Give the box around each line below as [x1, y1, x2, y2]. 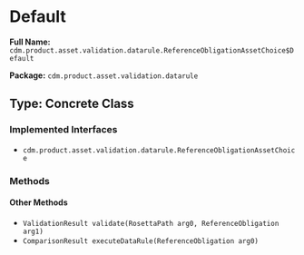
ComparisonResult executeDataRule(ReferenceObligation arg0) [22, 236, 260, 246]
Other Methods [9, 197, 68, 208]
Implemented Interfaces [9, 123, 118, 136]
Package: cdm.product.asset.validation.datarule [9, 70, 199, 81]
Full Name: [9, 36, 51, 47]
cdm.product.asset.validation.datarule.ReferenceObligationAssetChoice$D [9, 45, 295, 55]
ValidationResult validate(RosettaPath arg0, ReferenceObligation [22, 219, 279, 228]
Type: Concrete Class [9, 96, 134, 112]
